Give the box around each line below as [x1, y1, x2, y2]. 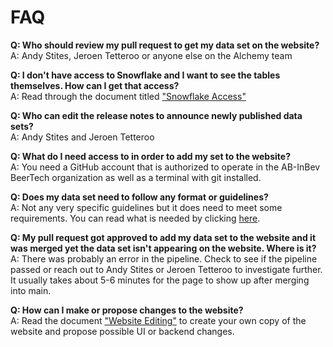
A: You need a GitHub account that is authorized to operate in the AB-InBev [10, 161, 321, 173]
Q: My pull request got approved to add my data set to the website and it [10, 231, 317, 243]
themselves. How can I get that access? [10, 79, 180, 91]
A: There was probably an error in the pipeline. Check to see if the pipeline [10, 252, 318, 265]
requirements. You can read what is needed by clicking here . [10, 212, 261, 224]
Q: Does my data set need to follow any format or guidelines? [10, 191, 269, 203]
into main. [10, 284, 52, 296]
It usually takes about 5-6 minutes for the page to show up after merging [10, 274, 310, 286]
